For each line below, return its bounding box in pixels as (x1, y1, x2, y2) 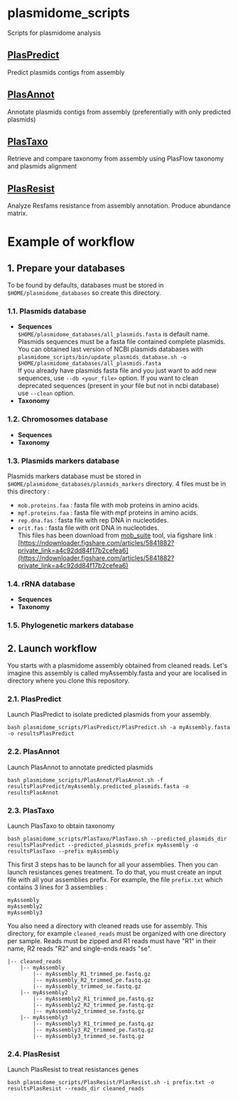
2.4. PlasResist (7, 1049, 60, 1058)
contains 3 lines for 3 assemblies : (7, 883, 108, 891)
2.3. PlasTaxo (7, 805, 55, 815)
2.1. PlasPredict (7, 695, 62, 704)
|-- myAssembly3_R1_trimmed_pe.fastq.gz (33, 1020, 154, 1027)
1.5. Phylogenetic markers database (7, 621, 134, 631)
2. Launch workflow (7, 642, 97, 655)
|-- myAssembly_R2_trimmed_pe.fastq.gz (33, 977, 151, 984)
